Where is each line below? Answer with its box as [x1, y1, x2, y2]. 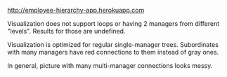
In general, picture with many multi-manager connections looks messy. [7, 62, 213, 69]
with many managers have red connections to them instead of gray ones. [7, 48, 219, 56]
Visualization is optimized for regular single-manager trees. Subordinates [7, 41, 219, 48]
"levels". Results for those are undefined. [7, 27, 126, 35]
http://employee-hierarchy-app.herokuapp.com [7, 6, 145, 14]
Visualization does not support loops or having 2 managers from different [7, 20, 220, 27]
